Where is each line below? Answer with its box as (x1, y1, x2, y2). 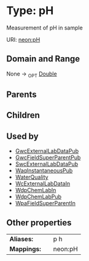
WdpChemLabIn (15, 187, 56, 194)
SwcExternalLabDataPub (15, 160, 79, 168)
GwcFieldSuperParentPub (15, 154, 81, 162)
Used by (6, 131, 39, 141)
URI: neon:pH (6, 36, 41, 43)
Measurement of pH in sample (6, 24, 83, 31)
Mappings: (9, 244, 42, 253)
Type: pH (6, 4, 54, 18)
